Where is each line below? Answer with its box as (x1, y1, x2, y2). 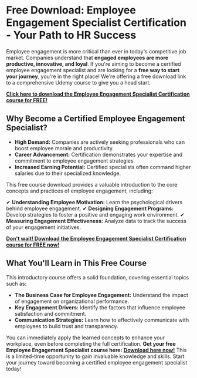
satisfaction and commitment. (14, 310, 87, 317)
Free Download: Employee (6, 4, 136, 17)
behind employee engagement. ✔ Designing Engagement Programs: (6, 205, 174, 212)
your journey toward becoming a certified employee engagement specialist (6, 359, 188, 366)
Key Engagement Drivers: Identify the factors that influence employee (14, 303, 186, 311)
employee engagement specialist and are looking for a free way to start (6, 66, 180, 73)
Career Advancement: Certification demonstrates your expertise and (14, 151, 183, 158)
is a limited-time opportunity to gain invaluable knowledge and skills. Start (6, 353, 185, 360)
